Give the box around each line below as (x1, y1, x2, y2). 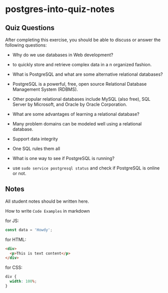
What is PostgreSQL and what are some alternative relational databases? (12, 71, 163, 77)
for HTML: (5, 236, 27, 242)
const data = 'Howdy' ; (5, 227, 53, 232)
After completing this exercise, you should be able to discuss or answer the (5, 37, 161, 43)
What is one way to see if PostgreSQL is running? (12, 156, 115, 161)
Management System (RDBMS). (12, 86, 78, 92)
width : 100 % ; (10, 279, 37, 284)
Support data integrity (12, 136, 58, 141)
